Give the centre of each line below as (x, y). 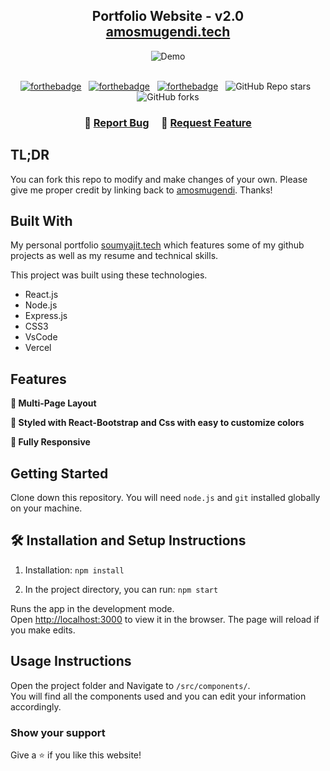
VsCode (41, 337)
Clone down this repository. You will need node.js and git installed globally (165, 497)
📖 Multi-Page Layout (53, 403)
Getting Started (59, 473)
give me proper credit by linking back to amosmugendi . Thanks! (141, 190)
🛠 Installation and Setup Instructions (128, 540)
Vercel (38, 348)
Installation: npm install (74, 570)
